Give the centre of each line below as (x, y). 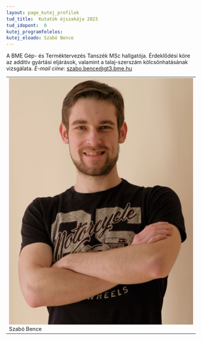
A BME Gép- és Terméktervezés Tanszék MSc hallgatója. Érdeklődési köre (98, 56)
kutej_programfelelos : (35, 32)
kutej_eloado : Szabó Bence (40, 38)
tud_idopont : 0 (26, 25)
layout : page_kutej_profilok (43, 13)
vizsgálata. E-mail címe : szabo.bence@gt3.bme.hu (69, 68)
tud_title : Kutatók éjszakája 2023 (52, 19)
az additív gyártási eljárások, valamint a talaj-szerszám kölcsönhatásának (97, 62)
